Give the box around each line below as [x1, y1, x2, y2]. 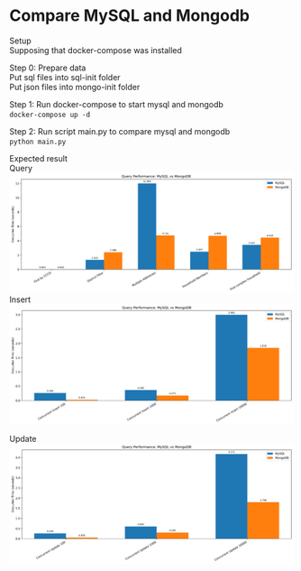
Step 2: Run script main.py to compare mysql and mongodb [9, 125, 231, 136]
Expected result [9, 152, 68, 163]
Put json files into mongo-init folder [9, 81, 141, 92]
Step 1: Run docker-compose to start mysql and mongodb [9, 98, 223, 109]
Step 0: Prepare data [9, 62, 87, 73]
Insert [9, 294, 32, 305]
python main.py [9, 137, 67, 146]
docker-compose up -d [9, 110, 91, 119]
